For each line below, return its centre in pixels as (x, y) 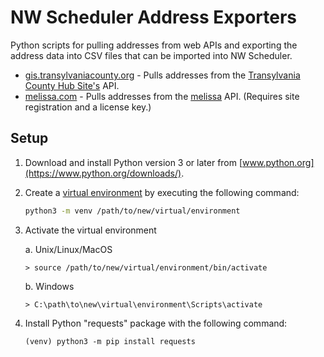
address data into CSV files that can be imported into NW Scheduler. (151, 55)
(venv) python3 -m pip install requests (110, 341)
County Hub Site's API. (72, 85)
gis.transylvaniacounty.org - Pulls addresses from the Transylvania (162, 75)
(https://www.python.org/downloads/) (103, 173)
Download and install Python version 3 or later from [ (133, 162)
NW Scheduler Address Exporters (154, 17)
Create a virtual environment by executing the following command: (162, 192)
